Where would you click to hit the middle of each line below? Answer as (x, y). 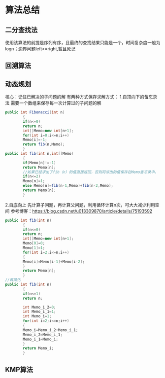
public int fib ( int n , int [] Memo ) (39, 154)
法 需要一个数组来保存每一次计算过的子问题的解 (53, 103)
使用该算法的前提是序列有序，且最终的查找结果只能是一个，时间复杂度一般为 (83, 43)
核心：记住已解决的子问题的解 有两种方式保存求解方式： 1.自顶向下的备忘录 (81, 97)
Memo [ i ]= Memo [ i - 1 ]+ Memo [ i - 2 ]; (54, 262)
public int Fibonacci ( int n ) (35, 112)
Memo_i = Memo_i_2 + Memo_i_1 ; (50, 330)
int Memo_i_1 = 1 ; (39, 312)
